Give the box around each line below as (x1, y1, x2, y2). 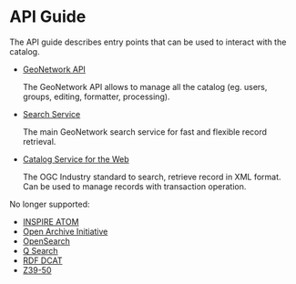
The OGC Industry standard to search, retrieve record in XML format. (22, 171, 281, 182)
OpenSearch (22, 235, 70, 247)
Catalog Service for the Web (22, 153, 129, 165)
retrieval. (22, 136, 56, 147)
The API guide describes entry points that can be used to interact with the (9, 36, 287, 47)
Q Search (22, 245, 58, 256)
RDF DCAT (22, 255, 63, 266)
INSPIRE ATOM (22, 216, 79, 227)
